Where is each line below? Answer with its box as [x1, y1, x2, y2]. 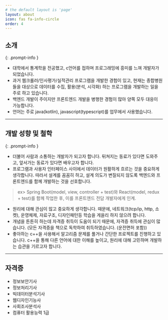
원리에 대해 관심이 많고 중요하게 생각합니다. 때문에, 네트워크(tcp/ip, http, [12, 205, 154, 211]
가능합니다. [12, 102, 34, 108]
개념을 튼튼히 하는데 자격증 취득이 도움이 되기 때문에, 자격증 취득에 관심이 [12, 218, 155, 224]
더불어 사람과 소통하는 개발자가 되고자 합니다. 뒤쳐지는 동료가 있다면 [12, 153, 145, 159]
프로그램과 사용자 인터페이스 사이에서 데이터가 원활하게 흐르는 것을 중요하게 [12, 165, 160, 171]
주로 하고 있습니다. [12, 90, 49, 96]
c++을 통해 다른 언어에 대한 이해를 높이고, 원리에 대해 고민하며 [27, 237, 149, 243]
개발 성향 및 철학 [5, 129, 52, 138]
